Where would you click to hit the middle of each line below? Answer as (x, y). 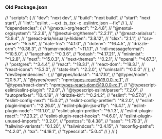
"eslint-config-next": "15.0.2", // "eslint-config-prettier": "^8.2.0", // (72, 101)
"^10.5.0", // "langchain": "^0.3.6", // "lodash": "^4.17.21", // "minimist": (74, 54)
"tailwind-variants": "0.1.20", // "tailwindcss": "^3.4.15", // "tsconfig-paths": (80, 126)
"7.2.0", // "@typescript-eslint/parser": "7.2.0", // (95, 90)
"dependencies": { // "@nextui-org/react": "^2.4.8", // (58, 28)
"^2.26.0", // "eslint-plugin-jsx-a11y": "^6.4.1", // (84, 105)
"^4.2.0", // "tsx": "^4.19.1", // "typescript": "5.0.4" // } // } (61, 131)
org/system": (18, 34)
